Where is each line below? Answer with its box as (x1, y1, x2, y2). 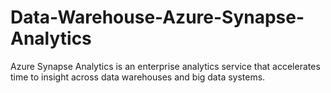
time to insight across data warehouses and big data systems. (10, 71, 266, 83)
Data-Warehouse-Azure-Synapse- (10, 6, 305, 29)
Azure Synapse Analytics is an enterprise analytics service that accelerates (10, 60, 321, 72)
